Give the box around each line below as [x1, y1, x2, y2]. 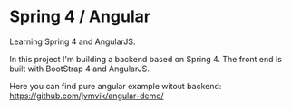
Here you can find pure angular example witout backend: [9, 80, 222, 91]
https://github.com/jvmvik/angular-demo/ [9, 90, 165, 101]
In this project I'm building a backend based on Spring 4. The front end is [9, 53, 283, 64]
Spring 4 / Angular [9, 6, 151, 27]
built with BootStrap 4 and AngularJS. [9, 63, 150, 74]
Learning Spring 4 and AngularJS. [9, 36, 136, 47]
